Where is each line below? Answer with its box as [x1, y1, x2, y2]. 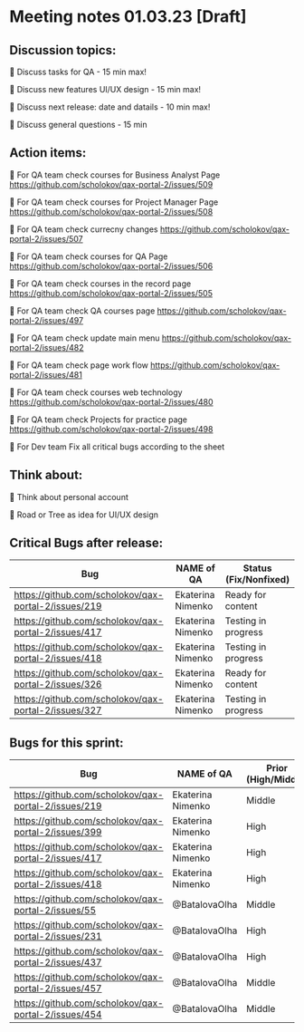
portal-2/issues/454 [14, 1008, 102, 1021]
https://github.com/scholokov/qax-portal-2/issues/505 [9, 287, 213, 298]
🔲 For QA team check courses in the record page [9, 278, 192, 289]
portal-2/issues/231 [14, 931, 102, 943]
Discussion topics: [9, 43, 117, 58]
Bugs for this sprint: [9, 735, 124, 750]
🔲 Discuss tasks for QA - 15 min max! [9, 66, 147, 77]
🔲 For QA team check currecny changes [9, 224, 158, 235]
